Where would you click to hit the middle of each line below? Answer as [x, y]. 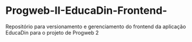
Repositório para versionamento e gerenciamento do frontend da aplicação [96, 26]
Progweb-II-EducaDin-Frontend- [86, 11]
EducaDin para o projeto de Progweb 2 [52, 32]
